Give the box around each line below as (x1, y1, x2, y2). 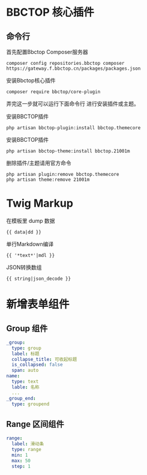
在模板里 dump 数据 (6, 217, 55, 224)
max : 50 (11, 458, 31, 464)
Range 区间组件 (6, 419, 64, 429)
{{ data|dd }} (6, 229, 42, 235)
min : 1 (11, 452, 28, 458)
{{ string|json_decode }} (6, 276, 71, 282)
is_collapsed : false (11, 362, 63, 368)
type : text (11, 379, 39, 385)
